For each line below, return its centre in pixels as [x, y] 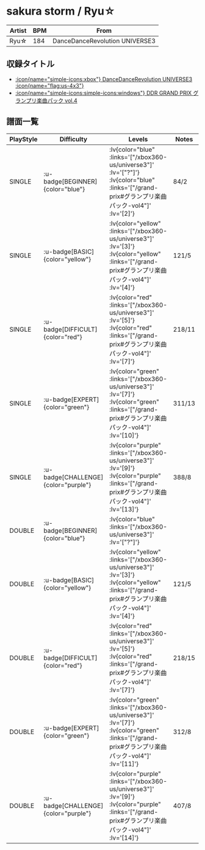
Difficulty [73, 139]
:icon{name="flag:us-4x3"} [49, 85]
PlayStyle [23, 139]
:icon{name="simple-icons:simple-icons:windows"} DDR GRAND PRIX [103, 93]
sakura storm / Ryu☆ [61, 11]
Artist [18, 30]
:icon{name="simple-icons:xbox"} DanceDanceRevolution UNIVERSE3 [104, 79]
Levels [138, 139]
